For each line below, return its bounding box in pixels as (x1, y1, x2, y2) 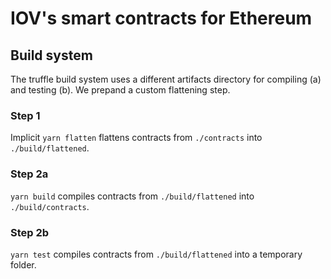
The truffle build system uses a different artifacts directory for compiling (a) (10, 73, 322, 85)
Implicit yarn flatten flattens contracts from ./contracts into (10, 132, 263, 144)
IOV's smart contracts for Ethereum (10, 7, 313, 30)
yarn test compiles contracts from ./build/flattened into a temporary (10, 248, 303, 260)
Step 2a (10, 167, 49, 181)
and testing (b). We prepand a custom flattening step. (10, 84, 231, 96)
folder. (10, 258, 37, 271)
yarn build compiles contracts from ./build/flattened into (10, 190, 255, 202)
